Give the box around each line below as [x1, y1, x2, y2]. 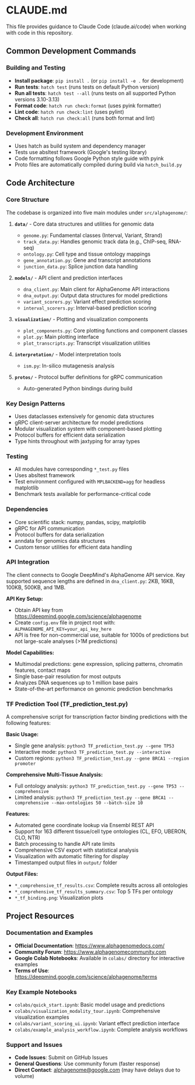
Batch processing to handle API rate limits [14, 841, 116, 848]
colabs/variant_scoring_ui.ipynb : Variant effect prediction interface [14, 1020, 180, 1027]
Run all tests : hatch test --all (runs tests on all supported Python [14, 89, 176, 97]
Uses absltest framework [14, 472, 75, 479]
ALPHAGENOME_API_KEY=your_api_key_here [14, 626, 112, 632]
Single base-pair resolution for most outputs [14, 672, 121, 680]
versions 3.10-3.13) [14, 96, 60, 103]
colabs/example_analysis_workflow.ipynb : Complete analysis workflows [14, 1026, 188, 1033]
